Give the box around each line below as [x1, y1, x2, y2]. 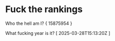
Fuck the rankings [5, 4, 83, 15]
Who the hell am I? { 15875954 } [5, 20, 73, 26]
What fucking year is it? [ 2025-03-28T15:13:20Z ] [5, 30, 110, 36]
